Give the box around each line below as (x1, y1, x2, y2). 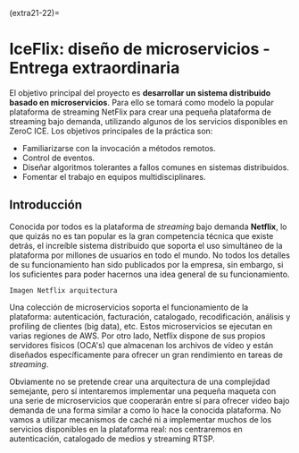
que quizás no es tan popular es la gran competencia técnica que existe (9, 230, 274, 241)
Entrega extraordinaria (9, 58, 180, 79)
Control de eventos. (21, 152, 96, 163)
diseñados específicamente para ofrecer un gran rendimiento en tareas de (9, 349, 284, 360)
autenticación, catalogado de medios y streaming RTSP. (9, 433, 216, 444)
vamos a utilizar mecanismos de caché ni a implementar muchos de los (9, 414, 272, 424)
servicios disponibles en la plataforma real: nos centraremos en (9, 423, 243, 434)
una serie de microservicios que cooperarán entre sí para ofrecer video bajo (9, 395, 290, 406)
